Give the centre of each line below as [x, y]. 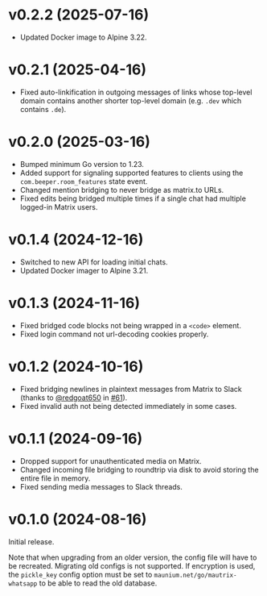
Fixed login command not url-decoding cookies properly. [114, 334]
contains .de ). [43, 109]
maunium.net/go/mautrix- [195, 575]
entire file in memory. [55, 478]
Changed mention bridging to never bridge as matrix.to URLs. [122, 190]
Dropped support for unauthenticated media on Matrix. [111, 461]
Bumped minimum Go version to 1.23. [82, 164]
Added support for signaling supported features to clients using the [131, 173]
